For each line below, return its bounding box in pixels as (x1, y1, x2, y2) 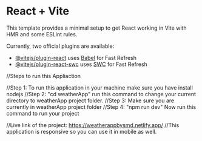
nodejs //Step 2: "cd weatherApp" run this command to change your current (6, 90, 196, 97)
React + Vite (6, 4, 70, 18)
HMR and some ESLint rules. (6, 30, 78, 38)
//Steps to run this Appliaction (6, 72, 81, 79)
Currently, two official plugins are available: (6, 42, 115, 50)
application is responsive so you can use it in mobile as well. (6, 128, 157, 135)
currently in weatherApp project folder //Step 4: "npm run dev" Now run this (6, 103, 196, 110)
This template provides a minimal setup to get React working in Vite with (6, 24, 187, 31)
